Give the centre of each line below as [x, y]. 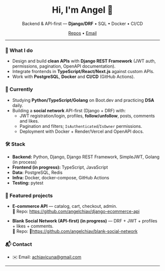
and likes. [29, 121]
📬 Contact [19, 245]
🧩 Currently [19, 89]
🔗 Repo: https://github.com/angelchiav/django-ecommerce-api [76, 211]
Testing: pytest [28, 183]
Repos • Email [82, 33]
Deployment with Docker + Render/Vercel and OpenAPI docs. [82, 131]
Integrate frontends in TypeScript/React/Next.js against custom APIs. [83, 72]
